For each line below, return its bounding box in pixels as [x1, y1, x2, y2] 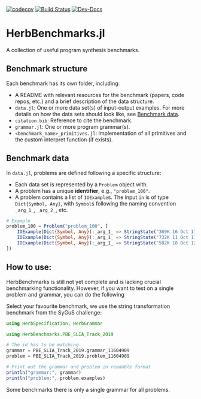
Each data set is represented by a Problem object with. [14, 180, 148, 188]
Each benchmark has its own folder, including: [6, 80, 120, 87]
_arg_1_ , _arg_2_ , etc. [14, 206, 68, 213]
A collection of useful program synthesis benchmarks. [6, 46, 140, 53]
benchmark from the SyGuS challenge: [6, 309, 102, 316]
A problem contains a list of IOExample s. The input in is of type [14, 194, 169, 201]
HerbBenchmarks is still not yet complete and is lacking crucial [6, 278, 162, 285]
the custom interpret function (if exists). [14, 135, 113, 143]
